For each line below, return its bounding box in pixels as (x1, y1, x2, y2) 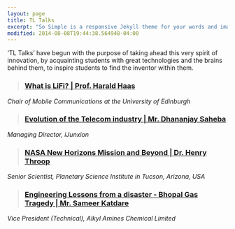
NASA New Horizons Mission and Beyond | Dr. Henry (24, 147, 208, 157)
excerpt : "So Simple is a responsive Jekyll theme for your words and (7, 23, 218, 30)
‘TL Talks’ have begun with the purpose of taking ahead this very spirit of (7, 49, 218, 57)
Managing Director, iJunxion (7, 130, 90, 138)
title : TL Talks (7, 17, 55, 24)
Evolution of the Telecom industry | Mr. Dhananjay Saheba (24, 114, 227, 124)
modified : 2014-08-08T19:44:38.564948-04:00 (7, 29, 139, 37)
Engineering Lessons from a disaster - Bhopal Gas (24, 190, 198, 200)
